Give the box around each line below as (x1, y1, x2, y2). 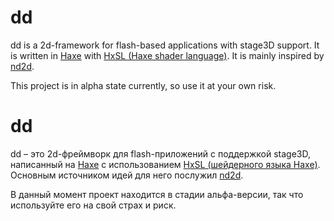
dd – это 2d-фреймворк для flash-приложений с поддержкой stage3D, (10, 147, 311, 160)
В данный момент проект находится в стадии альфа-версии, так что (10, 188, 304, 200)
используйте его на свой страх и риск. (10, 199, 177, 211)
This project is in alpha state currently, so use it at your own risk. (10, 79, 277, 91)
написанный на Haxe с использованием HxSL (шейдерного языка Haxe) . (10, 158, 321, 170)
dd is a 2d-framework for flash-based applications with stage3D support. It (10, 39, 320, 51)
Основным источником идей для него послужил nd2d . (10, 169, 244, 181)
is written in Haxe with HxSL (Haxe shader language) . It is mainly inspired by (10, 49, 325, 61)
